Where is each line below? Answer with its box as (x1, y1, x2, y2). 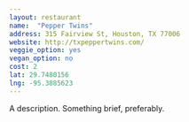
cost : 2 (9, 63, 38, 72)
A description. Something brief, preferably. (9, 103, 165, 113)
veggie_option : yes (9, 46, 82, 55)
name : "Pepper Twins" (9, 21, 93, 30)
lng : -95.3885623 (9, 79, 74, 88)
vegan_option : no (9, 54, 74, 63)
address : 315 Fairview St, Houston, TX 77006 (9, 29, 180, 38)
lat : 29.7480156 (9, 71, 69, 80)
